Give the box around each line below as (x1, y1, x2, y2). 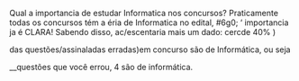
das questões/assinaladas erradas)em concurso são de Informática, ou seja (9, 44, 291, 55)
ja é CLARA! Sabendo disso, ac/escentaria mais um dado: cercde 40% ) (9, 27, 276, 37)
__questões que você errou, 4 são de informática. (9, 62, 194, 72)
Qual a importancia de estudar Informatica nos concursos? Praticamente (9, 8, 279, 18)
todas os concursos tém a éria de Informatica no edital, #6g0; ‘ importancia (9, 17, 289, 28)
